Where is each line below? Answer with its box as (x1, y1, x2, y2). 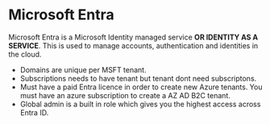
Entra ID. (19, 107, 49, 118)
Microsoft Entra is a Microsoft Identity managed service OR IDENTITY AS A (8, 32, 259, 42)
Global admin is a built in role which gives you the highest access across (19, 99, 261, 109)
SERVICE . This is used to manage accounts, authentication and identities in (8, 40, 259, 50)
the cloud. (8, 49, 42, 59)
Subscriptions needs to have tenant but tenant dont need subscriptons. (19, 73, 257, 83)
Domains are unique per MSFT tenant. (19, 64, 147, 74)
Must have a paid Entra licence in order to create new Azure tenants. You (19, 82, 263, 92)
